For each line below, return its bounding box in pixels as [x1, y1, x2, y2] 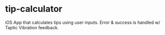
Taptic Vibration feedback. [5, 24, 59, 30]
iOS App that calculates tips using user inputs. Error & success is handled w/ [5, 19, 161, 25]
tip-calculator [5, 3, 63, 15]
